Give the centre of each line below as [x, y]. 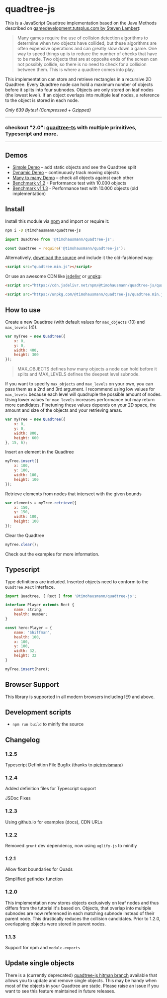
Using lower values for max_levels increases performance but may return [80, 400]
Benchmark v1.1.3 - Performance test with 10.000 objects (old [75, 188]
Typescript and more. [32, 134]
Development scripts [38, 712]
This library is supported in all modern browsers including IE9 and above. [80, 697]
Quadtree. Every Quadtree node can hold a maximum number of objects [79, 84]
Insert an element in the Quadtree [40, 452]
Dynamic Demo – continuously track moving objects [66, 173]
